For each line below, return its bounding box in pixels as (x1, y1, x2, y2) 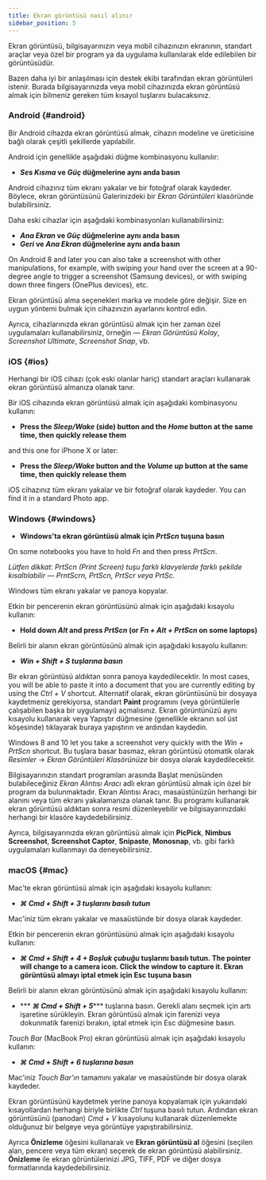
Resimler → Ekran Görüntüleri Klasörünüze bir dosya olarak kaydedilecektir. (8, 755, 256, 764)
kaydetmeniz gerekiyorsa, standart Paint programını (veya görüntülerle (8, 697, 241, 707)
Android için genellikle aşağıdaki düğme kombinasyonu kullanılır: (8, 152, 220, 162)
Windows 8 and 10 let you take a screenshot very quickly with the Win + (8, 738, 244, 748)
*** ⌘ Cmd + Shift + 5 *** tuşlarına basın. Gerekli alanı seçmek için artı (19, 1001, 252, 1010)
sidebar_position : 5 (8, 19, 77, 27)
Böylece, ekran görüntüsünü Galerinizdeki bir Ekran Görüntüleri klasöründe (8, 191, 254, 201)
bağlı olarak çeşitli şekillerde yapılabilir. (8, 136, 136, 146)
